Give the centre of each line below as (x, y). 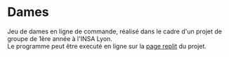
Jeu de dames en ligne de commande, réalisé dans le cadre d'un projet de (115, 31)
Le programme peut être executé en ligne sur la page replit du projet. (107, 46)
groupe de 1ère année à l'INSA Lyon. (60, 38)
